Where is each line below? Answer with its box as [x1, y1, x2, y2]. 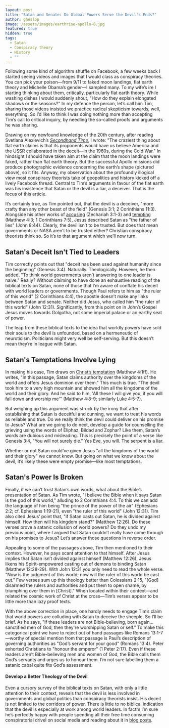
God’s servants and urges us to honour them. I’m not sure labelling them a [5, 656, 159, 663]
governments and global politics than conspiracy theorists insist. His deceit [5, 696, 161, 702]
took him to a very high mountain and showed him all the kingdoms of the [5, 385, 158, 391]
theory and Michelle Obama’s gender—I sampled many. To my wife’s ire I [5, 84, 156, 91]
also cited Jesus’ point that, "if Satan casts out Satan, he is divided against [5, 513, 160, 519]
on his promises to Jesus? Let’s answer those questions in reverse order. [5, 535, 156, 541]
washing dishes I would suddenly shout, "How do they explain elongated [5, 95, 156, 101]
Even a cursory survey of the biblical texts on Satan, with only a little [5, 685, 147, 691]
